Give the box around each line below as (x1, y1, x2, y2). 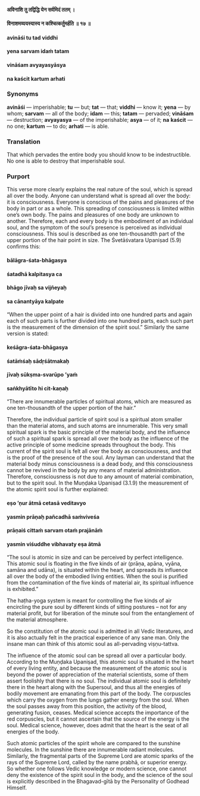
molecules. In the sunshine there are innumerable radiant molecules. (7, 746, 174, 754)
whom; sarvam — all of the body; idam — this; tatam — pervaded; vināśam (7, 109, 194, 117)
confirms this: (7, 243, 40, 250)
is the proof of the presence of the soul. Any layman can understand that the (7, 454, 195, 461)
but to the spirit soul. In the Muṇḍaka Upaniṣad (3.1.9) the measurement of (7, 479, 189, 486)
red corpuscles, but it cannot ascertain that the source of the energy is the (7, 715, 190, 722)
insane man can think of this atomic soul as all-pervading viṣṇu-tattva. (7, 641, 179, 648)
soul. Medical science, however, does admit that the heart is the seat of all (7, 722, 189, 729)
